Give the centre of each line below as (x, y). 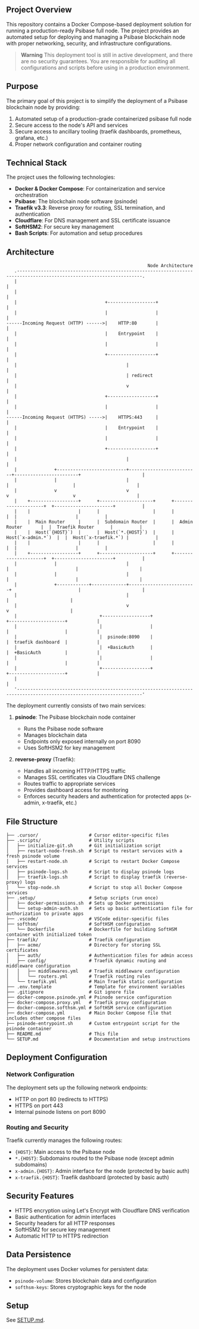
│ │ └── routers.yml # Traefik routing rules (78, 976)
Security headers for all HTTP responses (65, 1223)
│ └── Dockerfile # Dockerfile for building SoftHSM (92, 930)
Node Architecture (170, 266)
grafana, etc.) (32, 137)
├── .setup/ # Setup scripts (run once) (83, 898)
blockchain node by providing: (43, 107)
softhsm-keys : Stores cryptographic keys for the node (80, 1287)
